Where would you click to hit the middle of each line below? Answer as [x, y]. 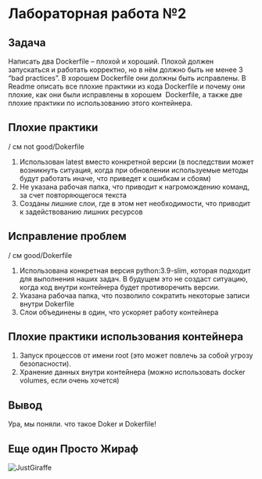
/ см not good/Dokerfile [46, 147]
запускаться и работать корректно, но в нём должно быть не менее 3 [126, 70]
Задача [27, 43]
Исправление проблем [67, 236]
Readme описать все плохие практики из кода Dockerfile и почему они [126, 86]
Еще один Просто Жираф [73, 449]
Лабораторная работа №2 [97, 14]
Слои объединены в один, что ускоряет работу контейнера [119, 312]
